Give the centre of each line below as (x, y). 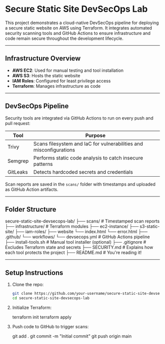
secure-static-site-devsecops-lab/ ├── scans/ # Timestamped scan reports (82, 221)
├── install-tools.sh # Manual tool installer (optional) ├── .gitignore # (76, 242)
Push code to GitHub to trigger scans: (50, 326)
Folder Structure (31, 209)
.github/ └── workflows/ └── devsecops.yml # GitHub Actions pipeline (78, 237)
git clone (22, 294)
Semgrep (18, 161)
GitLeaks (18, 172)
